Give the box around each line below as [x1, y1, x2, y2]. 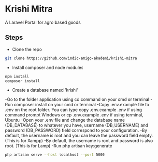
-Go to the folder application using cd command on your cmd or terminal [5, 97, 150, 102]
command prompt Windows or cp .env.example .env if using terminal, [5, 112, 144, 118]
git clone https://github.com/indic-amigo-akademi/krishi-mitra [5, 56, 137, 61]
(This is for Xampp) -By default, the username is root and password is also [5, 138, 153, 144]
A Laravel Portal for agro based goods [5, 19, 81, 25]
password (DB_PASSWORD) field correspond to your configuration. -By [5, 128, 147, 133]
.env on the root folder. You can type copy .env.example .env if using [5, 107, 142, 113]
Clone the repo [12, 46, 42, 52]
